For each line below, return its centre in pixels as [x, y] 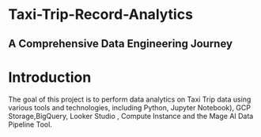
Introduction [50, 77]
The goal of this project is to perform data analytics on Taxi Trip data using [130, 99]
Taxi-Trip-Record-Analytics [101, 15]
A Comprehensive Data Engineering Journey [121, 44]
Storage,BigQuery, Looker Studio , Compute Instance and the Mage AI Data [131, 116]
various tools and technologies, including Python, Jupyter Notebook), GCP [130, 107]
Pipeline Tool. [30, 124]
